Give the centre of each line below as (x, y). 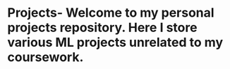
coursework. (46, 58)
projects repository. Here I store (102, 28)
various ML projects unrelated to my (115, 43)
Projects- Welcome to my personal (111, 13)
